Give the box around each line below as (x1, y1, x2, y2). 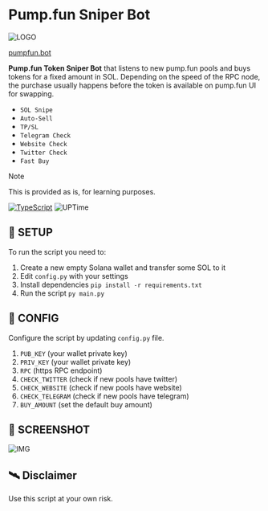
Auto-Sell (19, 114, 54, 122)
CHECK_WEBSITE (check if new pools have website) (19, 382, 182, 392)
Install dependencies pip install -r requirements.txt (19, 280, 202, 289)
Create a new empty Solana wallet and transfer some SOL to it (19, 263, 226, 272)
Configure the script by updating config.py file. (8, 333, 164, 342)
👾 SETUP (8, 226, 54, 239)
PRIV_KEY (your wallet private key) (19, 357, 132, 366)
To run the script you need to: (8, 247, 107, 256)
